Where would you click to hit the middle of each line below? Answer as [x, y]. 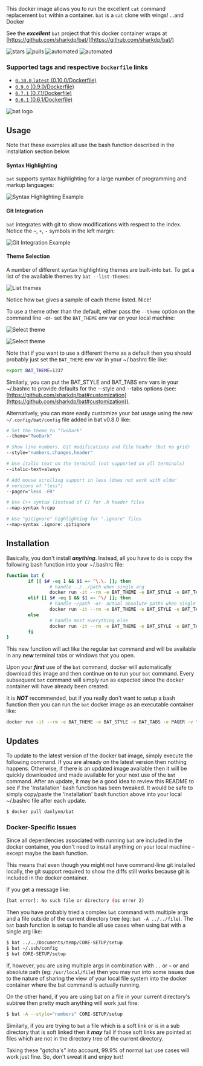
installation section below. [38, 151]
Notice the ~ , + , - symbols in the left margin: [61, 231]
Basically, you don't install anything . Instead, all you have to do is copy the [99, 558]
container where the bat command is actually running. [73, 985]
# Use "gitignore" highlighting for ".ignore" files [74, 519]
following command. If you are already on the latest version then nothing [97, 762]
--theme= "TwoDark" [29, 436]
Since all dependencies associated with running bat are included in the [94, 840]
